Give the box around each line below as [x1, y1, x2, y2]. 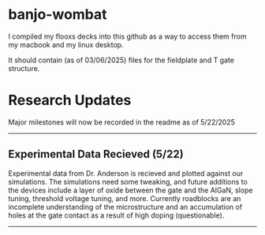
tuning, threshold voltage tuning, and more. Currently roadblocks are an [8, 193, 241, 203]
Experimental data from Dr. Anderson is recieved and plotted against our [8, 168, 244, 178]
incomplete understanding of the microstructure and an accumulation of [8, 202, 243, 211]
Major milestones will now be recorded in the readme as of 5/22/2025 [8, 117, 235, 127]
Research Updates [8, 91, 132, 110]
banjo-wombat [8, 6, 108, 24]
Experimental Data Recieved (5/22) [8, 147, 184, 161]
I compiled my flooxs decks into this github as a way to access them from [8, 32, 247, 41]
